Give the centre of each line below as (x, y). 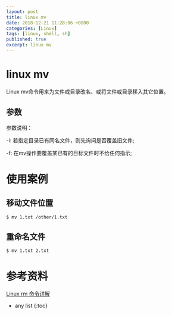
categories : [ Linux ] (32, 28)
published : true (26, 39)
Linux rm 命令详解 (28, 294)
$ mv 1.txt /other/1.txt (37, 217)
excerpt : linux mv (29, 45)
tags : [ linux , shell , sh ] (38, 34)
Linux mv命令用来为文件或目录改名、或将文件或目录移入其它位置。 (88, 91)
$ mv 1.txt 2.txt (28, 251)
